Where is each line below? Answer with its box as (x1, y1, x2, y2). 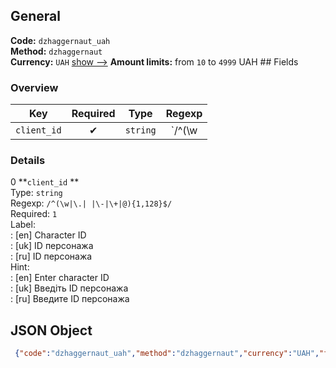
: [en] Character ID (10, 229, 87, 241)
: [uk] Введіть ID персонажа (10, 282, 129, 294)
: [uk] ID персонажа (10, 240, 94, 252)
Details (10, 154, 46, 168)
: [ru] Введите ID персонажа (10, 293, 130, 305)
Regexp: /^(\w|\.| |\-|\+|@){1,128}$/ (10, 197, 173, 209)
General (10, 8, 62, 25)
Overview (10, 80, 59, 94)
